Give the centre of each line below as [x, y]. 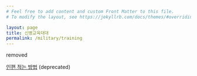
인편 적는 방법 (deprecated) [38, 67]
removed [17, 55]
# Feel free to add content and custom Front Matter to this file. [90, 11]
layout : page [22, 27]
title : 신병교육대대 [27, 33]
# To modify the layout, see [42, 17]
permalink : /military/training [44, 39]
